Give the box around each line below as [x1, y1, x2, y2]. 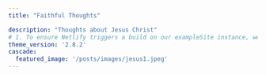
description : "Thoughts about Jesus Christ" [8, 25, 158, 34]
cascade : [8, 48, 37, 56]
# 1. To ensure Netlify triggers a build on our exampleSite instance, [8, 33, 249, 41]
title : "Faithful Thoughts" [8, 11, 101, 20]
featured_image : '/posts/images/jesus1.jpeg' [15, 55, 169, 63]
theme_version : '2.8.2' [8, 40, 87, 48]
